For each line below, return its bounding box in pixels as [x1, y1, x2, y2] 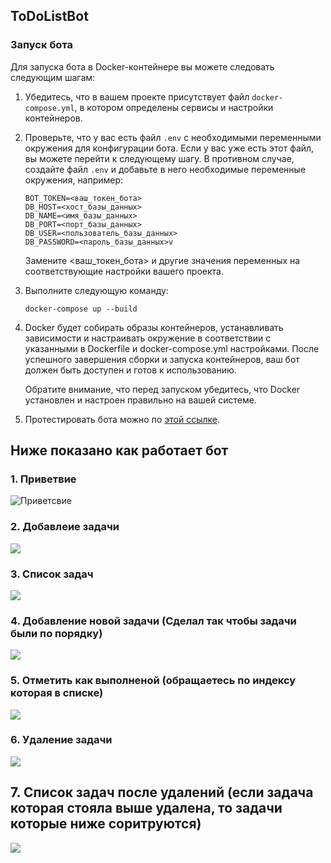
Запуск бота [10, 38, 74, 52]
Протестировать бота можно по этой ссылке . [24, 413, 220, 425]
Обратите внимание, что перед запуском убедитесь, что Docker [24, 383, 301, 395]
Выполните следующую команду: [24, 284, 169, 296]
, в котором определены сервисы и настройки [74, 101, 274, 113]
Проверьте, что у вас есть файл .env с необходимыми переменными [24, 131, 322, 143]
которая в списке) [10, 686, 104, 700]
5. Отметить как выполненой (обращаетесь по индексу [10, 674, 297, 688]
